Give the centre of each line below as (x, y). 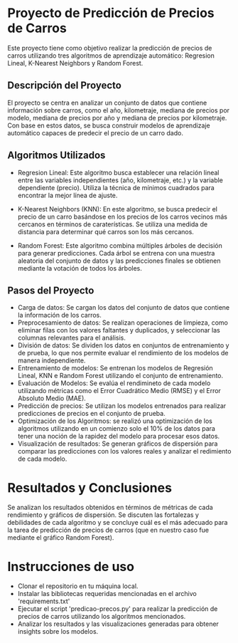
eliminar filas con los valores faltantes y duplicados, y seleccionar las (119, 330)
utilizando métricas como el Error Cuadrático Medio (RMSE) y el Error (119, 391)
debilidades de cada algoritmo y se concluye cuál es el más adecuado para (118, 523)
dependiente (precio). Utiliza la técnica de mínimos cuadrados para (116, 187)
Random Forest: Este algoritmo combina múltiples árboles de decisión (120, 245)
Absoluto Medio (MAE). (52, 398)
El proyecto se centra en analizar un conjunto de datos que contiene (107, 103)
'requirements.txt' (44, 601)
